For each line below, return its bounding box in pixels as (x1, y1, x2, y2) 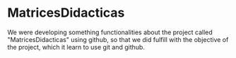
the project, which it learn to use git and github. (7, 43, 145, 51)
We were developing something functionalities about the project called (7, 28, 213, 36)
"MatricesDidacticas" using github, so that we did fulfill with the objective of (7, 35, 229, 43)
